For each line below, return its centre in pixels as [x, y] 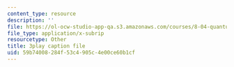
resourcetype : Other [37, 40]
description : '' [31, 20]
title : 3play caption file [46, 46]
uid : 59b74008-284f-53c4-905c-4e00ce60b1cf [71, 53]
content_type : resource [42, 14]
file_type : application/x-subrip [56, 33]
